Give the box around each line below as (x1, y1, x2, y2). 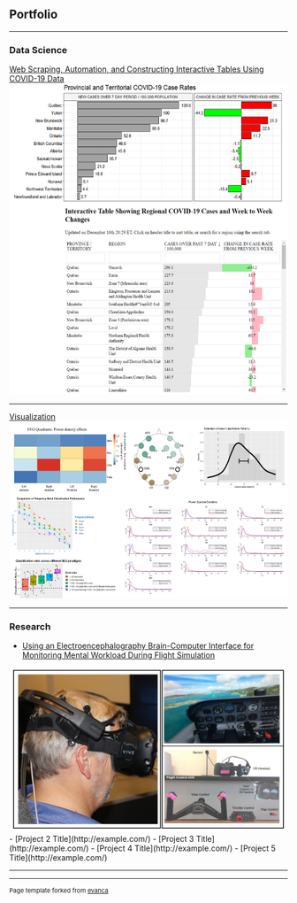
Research (9, 620, 51, 632)
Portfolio (9, 7, 58, 22)
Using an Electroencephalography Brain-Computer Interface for (21, 641, 255, 652)
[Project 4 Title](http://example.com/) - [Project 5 (96, 843, 277, 853)
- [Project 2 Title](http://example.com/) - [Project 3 (9, 834, 194, 845)
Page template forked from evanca (9, 886, 109, 895)
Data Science (9, 43, 68, 56)
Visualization (9, 411, 56, 421)
